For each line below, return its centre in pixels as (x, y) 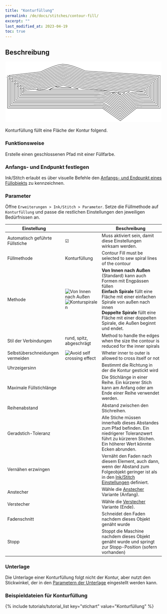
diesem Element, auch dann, (131, 461)
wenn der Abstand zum (125, 466)
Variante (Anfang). (121, 495)
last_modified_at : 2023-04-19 (37, 26)
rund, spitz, (77, 338)
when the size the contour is (131, 341)
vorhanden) (114, 552)
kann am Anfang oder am (127, 388)
